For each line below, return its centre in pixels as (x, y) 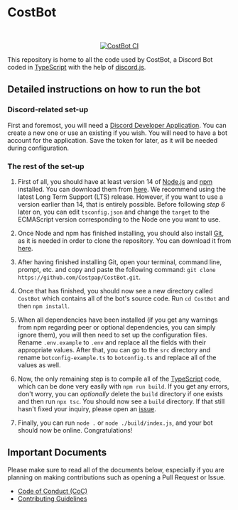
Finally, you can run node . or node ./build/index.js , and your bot (115, 423)
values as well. (39, 365)
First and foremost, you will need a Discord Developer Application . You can (117, 125)
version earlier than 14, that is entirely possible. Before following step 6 (121, 204)
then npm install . (43, 305)
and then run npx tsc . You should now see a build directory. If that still (121, 401)
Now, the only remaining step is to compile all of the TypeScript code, (119, 379)
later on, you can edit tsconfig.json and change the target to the (113, 212)
